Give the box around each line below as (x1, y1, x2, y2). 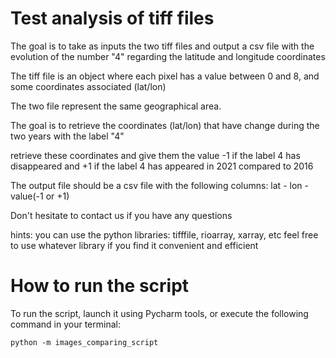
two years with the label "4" (10, 130, 125, 142)
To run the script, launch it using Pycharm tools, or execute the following (10, 307, 309, 319)
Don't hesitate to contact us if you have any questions (10, 209, 233, 221)
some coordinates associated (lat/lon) (10, 80, 167, 92)
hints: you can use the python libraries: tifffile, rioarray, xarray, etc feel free (10, 228, 319, 241)
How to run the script (10, 275, 190, 297)
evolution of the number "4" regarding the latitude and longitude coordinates (10, 50, 326, 62)
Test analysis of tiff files (10, 7, 215, 30)
